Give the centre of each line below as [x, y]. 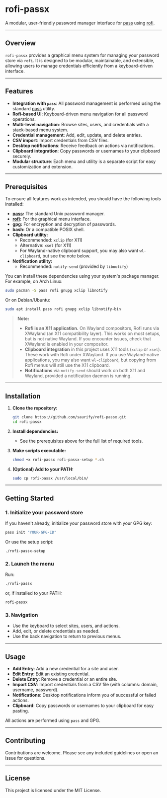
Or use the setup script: [29, 542]
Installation [23, 396]
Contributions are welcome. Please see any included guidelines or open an [82, 753]
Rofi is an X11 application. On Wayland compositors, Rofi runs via [92, 328]
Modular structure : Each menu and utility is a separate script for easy [84, 161]
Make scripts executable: [39, 450]
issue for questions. [25, 758]
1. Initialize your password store [44, 512]
